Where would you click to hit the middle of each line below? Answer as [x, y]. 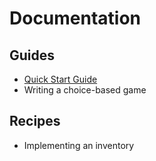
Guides [32, 55]
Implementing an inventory [79, 145]
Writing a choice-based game [85, 90]
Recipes [35, 121]
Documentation [75, 18]
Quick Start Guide [60, 79]
